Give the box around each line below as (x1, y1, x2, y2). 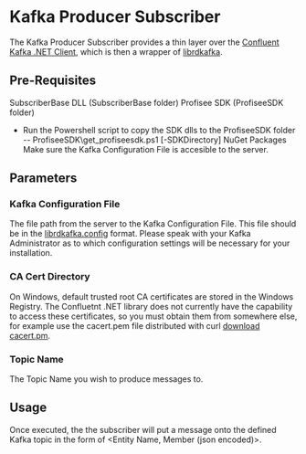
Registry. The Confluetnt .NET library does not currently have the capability (9, 301, 293, 311)
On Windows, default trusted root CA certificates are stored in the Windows (9, 290, 294, 302)
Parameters (9, 171, 78, 186)
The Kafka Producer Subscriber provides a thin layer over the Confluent (9, 37, 280, 48)
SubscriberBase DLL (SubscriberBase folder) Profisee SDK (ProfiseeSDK (9, 97, 284, 108)
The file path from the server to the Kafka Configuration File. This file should (9, 218, 297, 229)
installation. (9, 248, 53, 259)
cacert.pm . (9, 330, 51, 341)
